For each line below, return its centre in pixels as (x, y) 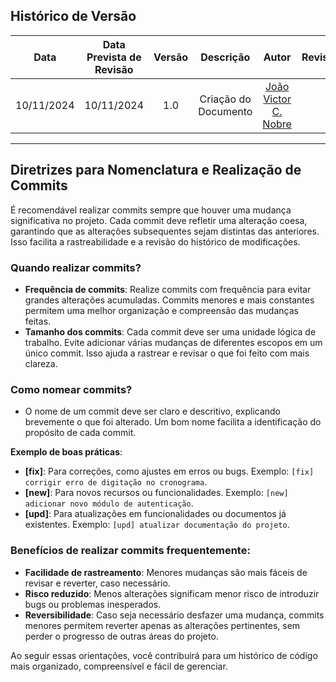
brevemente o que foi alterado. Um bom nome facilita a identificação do (173, 422)
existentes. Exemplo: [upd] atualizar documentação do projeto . (157, 525)
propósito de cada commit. (80, 433)
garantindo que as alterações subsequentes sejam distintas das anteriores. (165, 231)
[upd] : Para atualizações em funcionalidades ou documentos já (155, 514)
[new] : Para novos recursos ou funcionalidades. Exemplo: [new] (156, 493)
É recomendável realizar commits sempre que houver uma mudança (151, 210)
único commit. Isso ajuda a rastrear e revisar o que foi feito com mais (167, 353)
